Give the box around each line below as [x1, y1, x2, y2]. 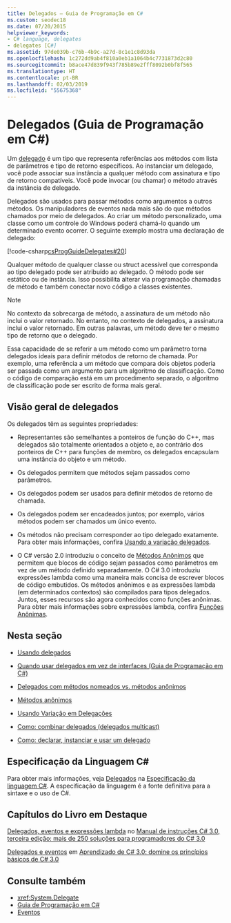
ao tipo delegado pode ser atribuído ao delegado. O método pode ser [7, 268, 205, 276]
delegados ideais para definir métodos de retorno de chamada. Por [7, 352, 198, 360]
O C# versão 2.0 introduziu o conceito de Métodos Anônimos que [17, 551, 204, 559]
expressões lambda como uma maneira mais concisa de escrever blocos [17, 573, 224, 581]
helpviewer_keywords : [7, 29, 70, 37]
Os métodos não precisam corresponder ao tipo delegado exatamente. [17, 530, 219, 538]
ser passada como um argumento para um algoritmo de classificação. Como [7, 367, 225, 375]
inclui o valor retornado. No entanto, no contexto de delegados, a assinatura [7, 317, 224, 325]
